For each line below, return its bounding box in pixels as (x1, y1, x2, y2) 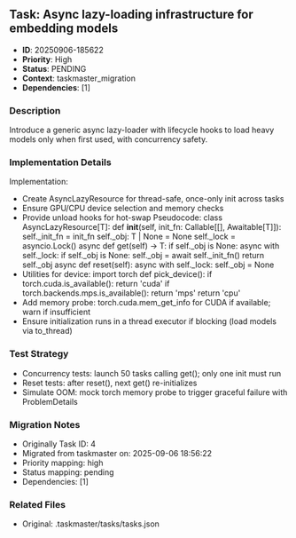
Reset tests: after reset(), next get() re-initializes (21, 377, 198, 388)
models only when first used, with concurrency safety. (9, 134, 208, 145)
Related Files (9, 498, 66, 510)
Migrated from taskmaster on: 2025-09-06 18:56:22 (21, 448, 213, 458)
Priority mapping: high (21, 457, 104, 468)
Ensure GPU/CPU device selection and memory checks (21, 203, 224, 214)
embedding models (9, 21, 119, 36)
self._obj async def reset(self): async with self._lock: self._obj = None (21, 259, 275, 270)
